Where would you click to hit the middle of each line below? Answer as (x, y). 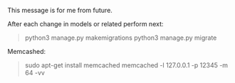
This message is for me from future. (60, 10)
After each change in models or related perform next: (85, 24)
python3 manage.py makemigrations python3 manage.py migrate (121, 38)
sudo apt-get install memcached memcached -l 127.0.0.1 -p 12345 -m (126, 65)
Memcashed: (27, 51)
